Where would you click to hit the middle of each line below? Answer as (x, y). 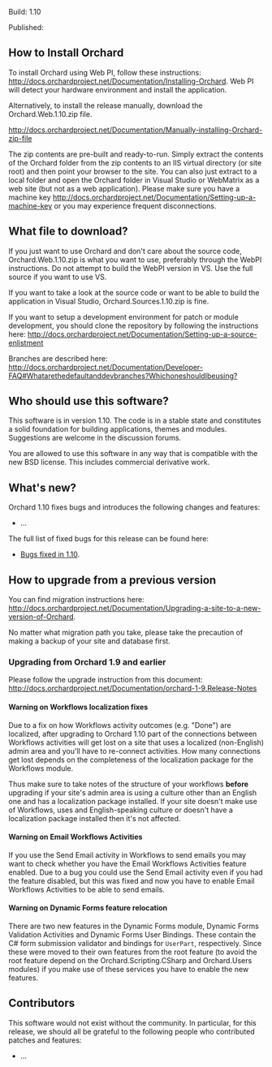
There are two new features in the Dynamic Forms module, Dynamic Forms (134, 926)
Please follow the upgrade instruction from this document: (106, 680)
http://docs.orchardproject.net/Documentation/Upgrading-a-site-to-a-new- (135, 609)
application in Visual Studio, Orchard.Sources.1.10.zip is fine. (109, 301)
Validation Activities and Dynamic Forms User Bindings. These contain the (132, 934)
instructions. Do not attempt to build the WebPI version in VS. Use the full (131, 268)
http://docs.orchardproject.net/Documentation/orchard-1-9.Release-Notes (133, 688)
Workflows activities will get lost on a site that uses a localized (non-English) (136, 742)
